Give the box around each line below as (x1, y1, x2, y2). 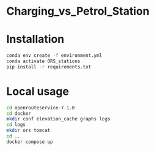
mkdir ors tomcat (6, 127, 51, 134)
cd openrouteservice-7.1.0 (6, 105, 75, 111)
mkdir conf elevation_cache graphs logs (6, 116, 111, 122)
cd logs (6, 122, 26, 128)
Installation (6, 32, 65, 46)
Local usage (6, 84, 69, 98)
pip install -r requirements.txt (6, 64, 92, 70)
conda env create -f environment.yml (6, 53, 103, 59)
